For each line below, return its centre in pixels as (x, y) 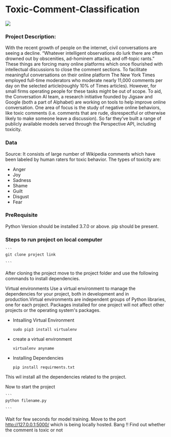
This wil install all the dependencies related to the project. (66, 377)
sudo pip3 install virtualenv (45, 330)
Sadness (22, 180)
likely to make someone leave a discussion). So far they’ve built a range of (83, 118)
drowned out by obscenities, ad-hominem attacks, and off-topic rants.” (80, 59)
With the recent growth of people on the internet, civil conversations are (81, 48)
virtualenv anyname (33, 349)
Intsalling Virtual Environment (43, 320)
